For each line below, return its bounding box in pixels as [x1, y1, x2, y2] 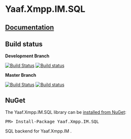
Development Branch [5, 53, 49, 59]
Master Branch [5, 72, 36, 78]
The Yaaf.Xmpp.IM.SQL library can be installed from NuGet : [5, 109, 127, 115]
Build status [5, 40, 43, 48]
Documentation [5, 23, 54, 32]
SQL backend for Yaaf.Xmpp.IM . [5, 128, 72, 134]
